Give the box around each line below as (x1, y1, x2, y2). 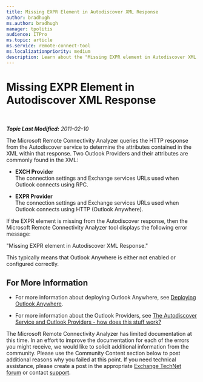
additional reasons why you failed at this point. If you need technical (6, 356, 176, 363)
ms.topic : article (6, 37, 53, 43)
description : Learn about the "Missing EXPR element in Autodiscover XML (6, 54, 197, 60)
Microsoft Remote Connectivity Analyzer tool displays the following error (6, 223, 188, 231)
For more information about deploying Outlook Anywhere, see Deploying (15, 294, 196, 301)
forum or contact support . (6, 369, 71, 377)
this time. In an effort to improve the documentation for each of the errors (6, 336, 190, 344)
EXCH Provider (15, 168, 53, 175)
